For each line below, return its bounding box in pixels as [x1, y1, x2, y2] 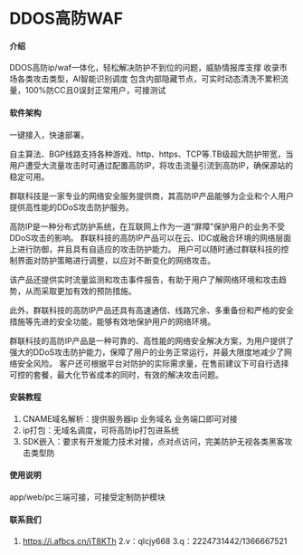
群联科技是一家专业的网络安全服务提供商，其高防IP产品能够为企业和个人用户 [9, 190, 294, 201]
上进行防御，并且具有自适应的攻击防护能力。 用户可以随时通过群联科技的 [9, 244, 281, 254]
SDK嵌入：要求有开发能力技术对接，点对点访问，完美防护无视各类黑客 [22, 435, 285, 446]
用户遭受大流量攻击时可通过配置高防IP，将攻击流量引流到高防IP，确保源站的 [9, 159, 294, 170]
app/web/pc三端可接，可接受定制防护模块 [9, 492, 166, 502]
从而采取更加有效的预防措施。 [24, 285, 137, 296]
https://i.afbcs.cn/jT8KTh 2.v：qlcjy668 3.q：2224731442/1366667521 [22, 536, 288, 547]
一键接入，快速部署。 [9, 129, 89, 140]
